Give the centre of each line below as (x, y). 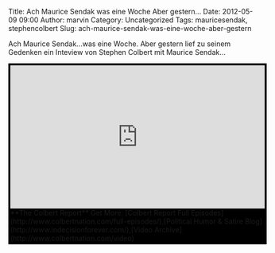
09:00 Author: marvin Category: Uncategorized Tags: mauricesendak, (133, 20)
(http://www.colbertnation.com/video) (73, 238)
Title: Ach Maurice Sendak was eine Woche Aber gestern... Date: (114, 12)
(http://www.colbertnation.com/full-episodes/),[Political (101, 221)
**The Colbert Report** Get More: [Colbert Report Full (100, 213)
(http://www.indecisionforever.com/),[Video (82, 230)
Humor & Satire (219, 221)
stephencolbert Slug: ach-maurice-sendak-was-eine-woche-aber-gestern (130, 28)
